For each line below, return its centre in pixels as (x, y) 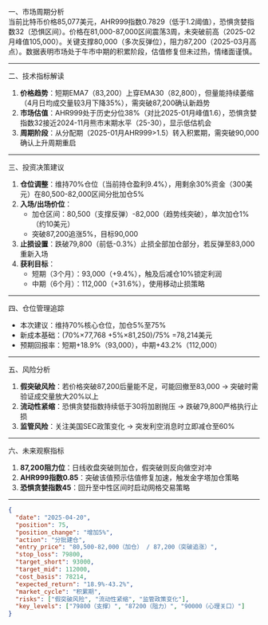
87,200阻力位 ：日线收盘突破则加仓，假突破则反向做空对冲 (116, 468)
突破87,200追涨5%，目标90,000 (85, 234)
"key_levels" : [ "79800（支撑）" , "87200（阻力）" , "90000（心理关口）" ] (130, 607)
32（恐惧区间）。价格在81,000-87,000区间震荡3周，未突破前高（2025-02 (135, 31)
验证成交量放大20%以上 (59, 396)
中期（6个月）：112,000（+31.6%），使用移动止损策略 (118, 284)
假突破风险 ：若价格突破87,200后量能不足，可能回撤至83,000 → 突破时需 (139, 386)
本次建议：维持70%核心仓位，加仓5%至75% (93, 325)
